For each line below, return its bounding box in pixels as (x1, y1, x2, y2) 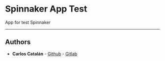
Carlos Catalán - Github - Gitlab (12, 51, 78, 57)
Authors (5, 38, 31, 46)
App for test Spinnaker (5, 19, 51, 25)
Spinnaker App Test (5, 3, 87, 15)
